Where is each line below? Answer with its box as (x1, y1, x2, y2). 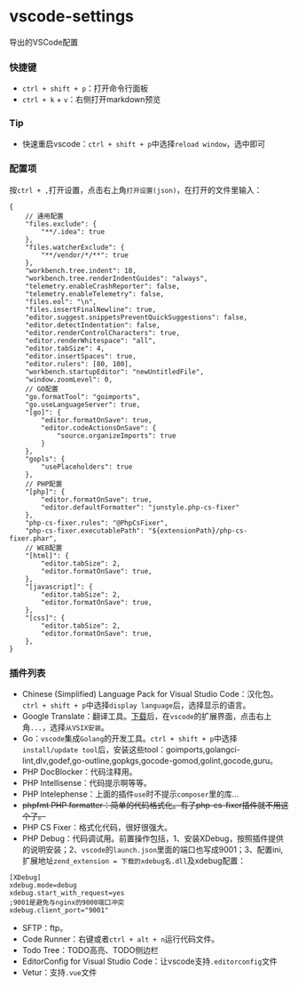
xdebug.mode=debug (9, 881, 77, 890)
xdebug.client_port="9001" (9, 906, 109, 915)
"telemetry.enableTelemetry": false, (25, 289, 165, 299)
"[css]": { (25, 613, 66, 622)
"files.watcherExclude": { (25, 243, 125, 252)
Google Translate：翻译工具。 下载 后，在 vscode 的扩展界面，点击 (21, 711, 256, 722)
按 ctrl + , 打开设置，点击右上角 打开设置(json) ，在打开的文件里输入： (9, 184, 263, 195)
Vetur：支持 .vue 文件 (21, 967, 98, 978)
